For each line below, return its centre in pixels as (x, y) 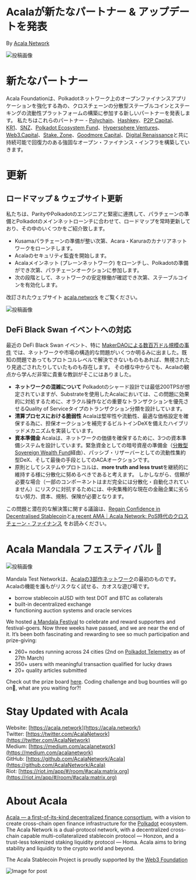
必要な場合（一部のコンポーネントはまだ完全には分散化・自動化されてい (102, 482)
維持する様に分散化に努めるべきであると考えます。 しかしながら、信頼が (102, 474)
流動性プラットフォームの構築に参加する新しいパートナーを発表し (106, 113)
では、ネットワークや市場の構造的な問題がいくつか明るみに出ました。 (97, 352)
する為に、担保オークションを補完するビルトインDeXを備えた (94, 423)
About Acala (37, 801)
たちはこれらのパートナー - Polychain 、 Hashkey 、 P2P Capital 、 (100, 120)
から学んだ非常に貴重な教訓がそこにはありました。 (73, 374)
